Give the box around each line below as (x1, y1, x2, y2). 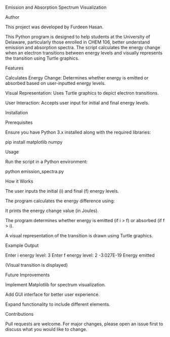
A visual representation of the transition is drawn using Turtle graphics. (5, 233, 153, 238)
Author (5, 14, 20, 20)
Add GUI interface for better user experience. (5, 291, 100, 298)
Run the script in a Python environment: (5, 159, 88, 164)
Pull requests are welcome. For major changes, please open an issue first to (5, 321, 163, 327)
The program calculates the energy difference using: (5, 198, 115, 204)
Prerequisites (5, 119, 33, 125)
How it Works (5, 178, 33, 184)
